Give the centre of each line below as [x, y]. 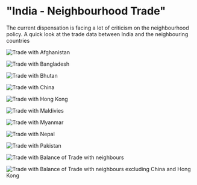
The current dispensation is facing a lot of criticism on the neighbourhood [98, 28]
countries [18, 40]
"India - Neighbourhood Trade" [86, 11]
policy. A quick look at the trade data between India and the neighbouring [97, 34]
